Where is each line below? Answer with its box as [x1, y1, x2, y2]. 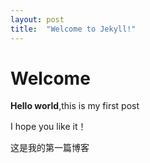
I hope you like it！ [10, 121, 87, 133]
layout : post [10, 14, 65, 25]
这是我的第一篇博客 [10, 142, 90, 154]
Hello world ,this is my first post [10, 100, 140, 112]
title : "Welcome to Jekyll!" [10, 24, 137, 34]
